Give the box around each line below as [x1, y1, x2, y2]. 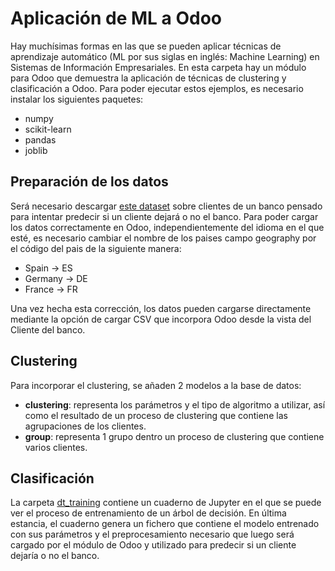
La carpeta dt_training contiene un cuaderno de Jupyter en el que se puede [10, 497, 322, 509]
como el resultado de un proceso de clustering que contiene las [24, 409, 288, 421]
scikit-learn [24, 123, 72, 135]
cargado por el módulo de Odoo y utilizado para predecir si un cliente [10, 539, 297, 551]
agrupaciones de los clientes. [24, 420, 147, 432]
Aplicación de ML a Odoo [10, 7, 222, 30]
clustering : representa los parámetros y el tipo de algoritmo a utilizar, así [24, 398, 326, 411]
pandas [24, 133, 57, 146]
